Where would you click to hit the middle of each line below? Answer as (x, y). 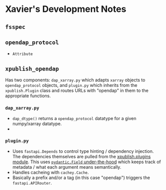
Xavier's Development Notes (66, 9)
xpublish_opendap (32, 69)
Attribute (23, 54)
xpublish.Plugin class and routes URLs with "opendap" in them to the (77, 91)
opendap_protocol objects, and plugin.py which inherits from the (71, 85)
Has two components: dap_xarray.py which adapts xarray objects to (75, 80)
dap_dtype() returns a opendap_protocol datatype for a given (74, 118)
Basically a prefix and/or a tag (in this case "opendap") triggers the (81, 178)
